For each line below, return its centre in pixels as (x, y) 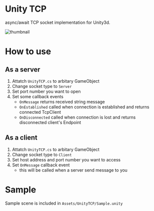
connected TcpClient (40, 112)
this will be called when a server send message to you (73, 170)
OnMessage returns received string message (62, 102)
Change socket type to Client (42, 155)
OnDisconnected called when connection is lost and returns (77, 117)
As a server (23, 69)
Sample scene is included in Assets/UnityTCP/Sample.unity (64, 203)
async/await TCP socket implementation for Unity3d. (58, 22)
